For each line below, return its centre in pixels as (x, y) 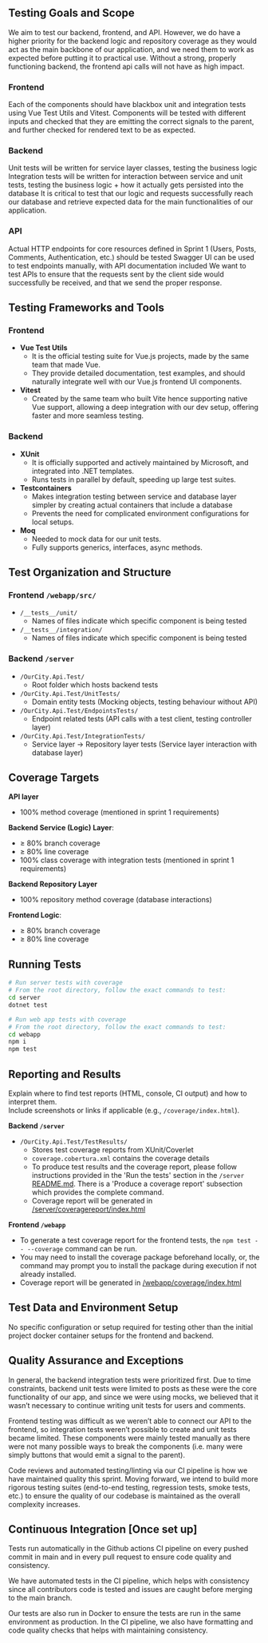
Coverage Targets (54, 778)
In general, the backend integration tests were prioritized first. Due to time (130, 1380)
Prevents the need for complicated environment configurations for (140, 513)
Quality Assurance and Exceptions (96, 1361)
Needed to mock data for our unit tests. (97, 539)
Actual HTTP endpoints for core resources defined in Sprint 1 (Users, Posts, (132, 249)
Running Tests (45, 964)
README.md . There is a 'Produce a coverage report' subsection (137, 1184)
